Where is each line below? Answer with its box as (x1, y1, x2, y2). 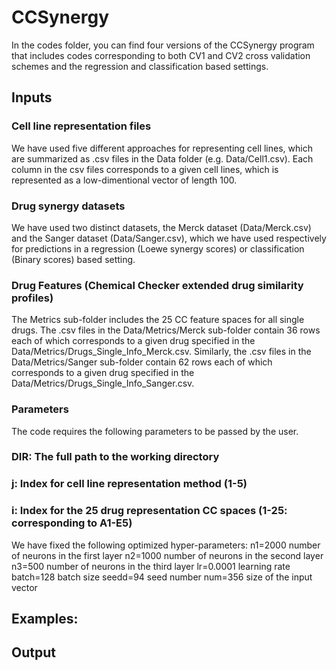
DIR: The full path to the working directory (11, 450, 220, 464)
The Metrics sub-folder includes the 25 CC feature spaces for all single (11, 314, 305, 326)
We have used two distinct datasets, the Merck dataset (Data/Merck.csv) (11, 221, 312, 233)
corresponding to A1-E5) (11, 516, 133, 530)
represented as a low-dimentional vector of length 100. (11, 174, 238, 186)
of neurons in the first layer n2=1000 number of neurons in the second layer (11, 549, 324, 561)
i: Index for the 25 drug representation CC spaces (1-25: (11, 504, 288, 518)
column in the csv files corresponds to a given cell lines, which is (11, 163, 279, 175)
